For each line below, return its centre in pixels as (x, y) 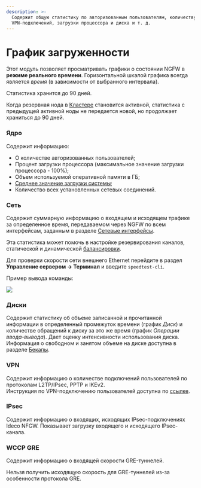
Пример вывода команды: (40, 278)
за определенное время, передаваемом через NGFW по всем (86, 224)
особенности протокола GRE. (44, 478)
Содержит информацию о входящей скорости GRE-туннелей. (85, 460)
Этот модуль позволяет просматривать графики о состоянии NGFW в (96, 69)
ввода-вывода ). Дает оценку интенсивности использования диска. (93, 337)
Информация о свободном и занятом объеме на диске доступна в (91, 343)
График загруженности (68, 52)
